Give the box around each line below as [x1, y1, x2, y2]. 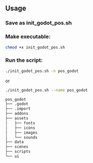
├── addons [5, 111, 29, 117]
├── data [5, 139, 24, 145]
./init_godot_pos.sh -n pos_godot [5, 68, 79, 74]
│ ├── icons [5, 125, 36, 130]
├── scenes [5, 144, 29, 150]
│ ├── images [5, 130, 38, 135]
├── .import [5, 106, 31, 111]
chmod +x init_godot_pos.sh [5, 44, 65, 50]
